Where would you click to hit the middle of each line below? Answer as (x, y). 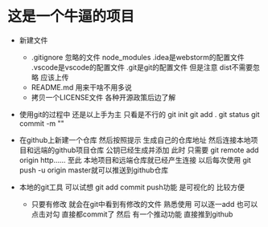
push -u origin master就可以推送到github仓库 (94, 170)
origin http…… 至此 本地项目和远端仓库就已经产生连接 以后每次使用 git (135, 160)
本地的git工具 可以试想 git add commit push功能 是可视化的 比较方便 (132, 187)
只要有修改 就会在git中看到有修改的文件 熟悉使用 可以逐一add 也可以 (144, 204)
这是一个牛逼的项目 (71, 16)
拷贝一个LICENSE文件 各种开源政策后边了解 (103, 97)
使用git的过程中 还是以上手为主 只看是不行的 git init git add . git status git (139, 114)
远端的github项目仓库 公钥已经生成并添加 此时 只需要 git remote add (146, 150)
